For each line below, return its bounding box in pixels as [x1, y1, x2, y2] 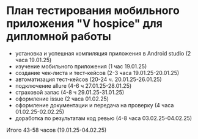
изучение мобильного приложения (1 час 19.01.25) [15, 62, 147, 70]
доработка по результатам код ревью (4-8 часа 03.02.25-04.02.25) [15, 114, 193, 122]
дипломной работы [6, 30, 111, 43]
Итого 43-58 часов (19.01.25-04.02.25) [6, 126, 107, 134]
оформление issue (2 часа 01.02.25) [15, 95, 109, 102]
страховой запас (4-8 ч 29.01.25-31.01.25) [15, 88, 125, 96]
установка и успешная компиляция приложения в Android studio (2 [15, 49, 191, 57]
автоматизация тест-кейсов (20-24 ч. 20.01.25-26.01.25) [15, 76, 162, 83]
